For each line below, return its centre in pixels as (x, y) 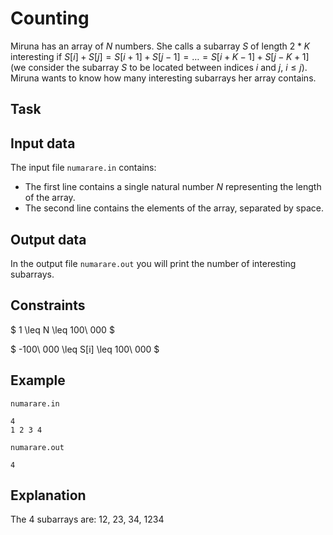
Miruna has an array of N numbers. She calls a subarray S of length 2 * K (160, 46)
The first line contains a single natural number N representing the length (173, 187)
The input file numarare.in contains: (83, 168)
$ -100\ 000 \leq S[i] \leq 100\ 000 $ (85, 349)
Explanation (48, 495)
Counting (50, 18)
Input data (43, 143)
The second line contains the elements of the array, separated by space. (174, 208)
